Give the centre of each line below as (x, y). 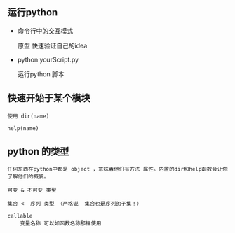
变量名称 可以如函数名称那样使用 (61, 224)
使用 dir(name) (28, 116)
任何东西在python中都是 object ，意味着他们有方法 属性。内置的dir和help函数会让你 (117, 169)
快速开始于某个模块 (49, 98)
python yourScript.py (48, 59)
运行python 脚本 (41, 74)
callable (20, 216)
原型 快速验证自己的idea (52, 45)
